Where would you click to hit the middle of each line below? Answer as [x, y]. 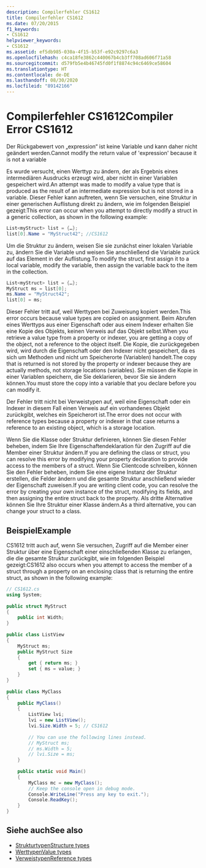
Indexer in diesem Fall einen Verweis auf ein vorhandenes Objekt [88, 408]
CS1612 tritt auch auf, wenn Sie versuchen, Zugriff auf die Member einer [97, 545]
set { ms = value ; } [55, 669]
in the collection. [27, 272]
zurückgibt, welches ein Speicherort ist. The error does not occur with [94, 415]
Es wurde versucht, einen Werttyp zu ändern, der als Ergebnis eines [92, 171]
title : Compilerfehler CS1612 [45, 18]
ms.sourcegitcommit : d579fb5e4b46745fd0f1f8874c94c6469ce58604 [89, 63]
